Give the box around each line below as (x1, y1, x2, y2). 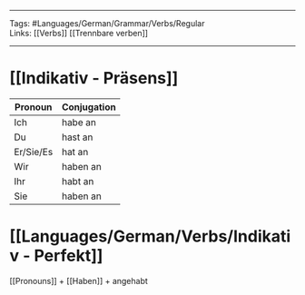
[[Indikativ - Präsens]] (9, 68, 179, 89)
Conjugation (62, 101, 116, 113)
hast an (62, 131, 93, 143)
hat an (62, 145, 89, 158)
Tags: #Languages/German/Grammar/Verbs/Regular (9, 18, 205, 28)
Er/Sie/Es (14, 145, 54, 158)
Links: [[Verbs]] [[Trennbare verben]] (9, 28, 148, 38)
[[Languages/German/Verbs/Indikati (9, 226, 291, 247)
